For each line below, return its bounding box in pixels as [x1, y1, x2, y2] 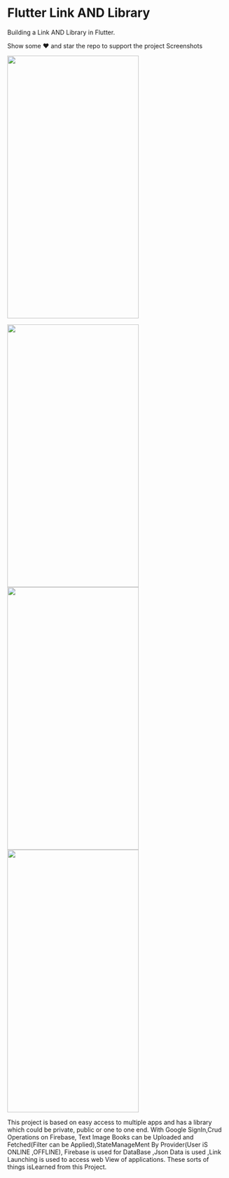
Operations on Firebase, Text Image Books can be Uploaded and [7, 1132, 194, 1141]
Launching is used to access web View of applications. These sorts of [7, 1155, 209, 1163]
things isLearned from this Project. [7, 1163, 107, 1171]
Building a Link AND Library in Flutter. [7, 28, 116, 36]
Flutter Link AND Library [7, 5, 151, 21]
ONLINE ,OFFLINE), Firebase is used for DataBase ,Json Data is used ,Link [7, 1147, 222, 1156]
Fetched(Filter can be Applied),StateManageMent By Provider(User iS [7, 1140, 208, 1149]
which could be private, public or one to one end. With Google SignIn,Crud [7, 1125, 222, 1134]
